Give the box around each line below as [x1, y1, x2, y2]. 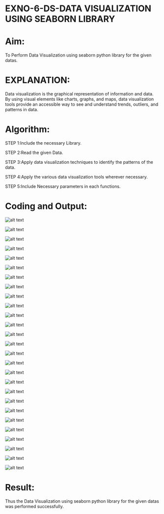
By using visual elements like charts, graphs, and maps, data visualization [5, 96, 154, 102]
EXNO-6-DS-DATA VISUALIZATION [5, 3, 151, 14]
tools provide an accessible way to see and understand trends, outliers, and [5, 101, 159, 107]
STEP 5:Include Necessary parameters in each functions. [5, 183, 121, 189]
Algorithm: [5, 124, 50, 135]
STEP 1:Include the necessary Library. [5, 140, 82, 146]
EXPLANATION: [5, 75, 70, 86]
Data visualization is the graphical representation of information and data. [5, 91, 154, 97]
